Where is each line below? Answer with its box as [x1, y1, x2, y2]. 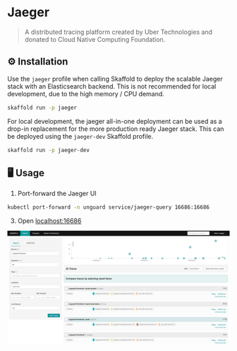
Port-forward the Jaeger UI [17, 189, 97, 198]
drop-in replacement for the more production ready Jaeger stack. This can [7, 125, 224, 133]
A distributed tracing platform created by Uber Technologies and [24, 28, 213, 36]
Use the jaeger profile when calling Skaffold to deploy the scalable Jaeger [7, 74, 224, 83]
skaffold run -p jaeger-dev [7, 146, 90, 154]
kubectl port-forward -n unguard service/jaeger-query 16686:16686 [7, 204, 210, 211]
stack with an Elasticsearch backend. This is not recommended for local [7, 82, 217, 91]
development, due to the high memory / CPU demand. [7, 89, 164, 98]
